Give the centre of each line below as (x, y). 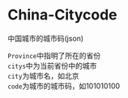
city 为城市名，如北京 (43, 75)
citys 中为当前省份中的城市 (52, 66)
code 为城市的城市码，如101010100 (64, 86)
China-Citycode (63, 15)
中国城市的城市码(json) (46, 38)
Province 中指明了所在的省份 (54, 55)
